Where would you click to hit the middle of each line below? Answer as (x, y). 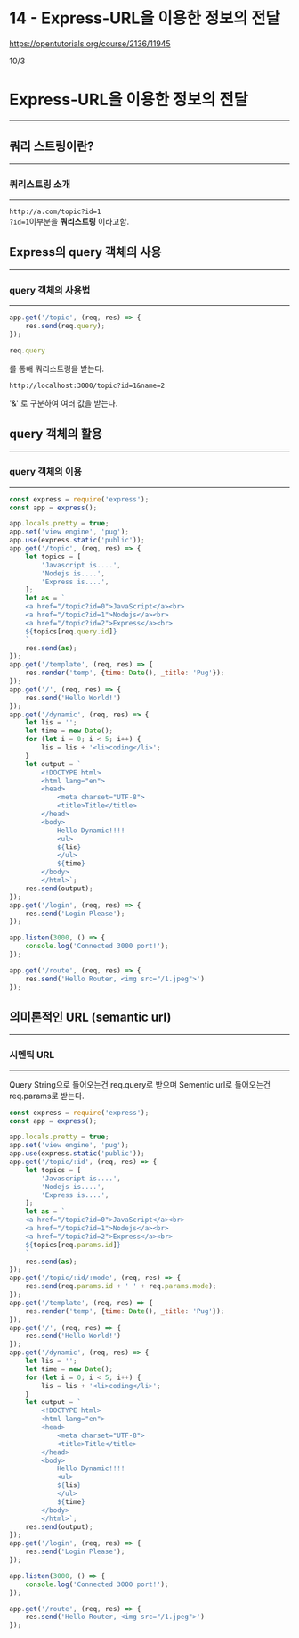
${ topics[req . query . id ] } (71, 631)
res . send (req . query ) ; (65, 326)
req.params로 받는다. (47, 1096)
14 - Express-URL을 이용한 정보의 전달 (145, 18)
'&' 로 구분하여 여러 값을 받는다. (64, 403)
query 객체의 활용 (56, 434)
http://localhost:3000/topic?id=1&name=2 (87, 385)
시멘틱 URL (32, 1055)
